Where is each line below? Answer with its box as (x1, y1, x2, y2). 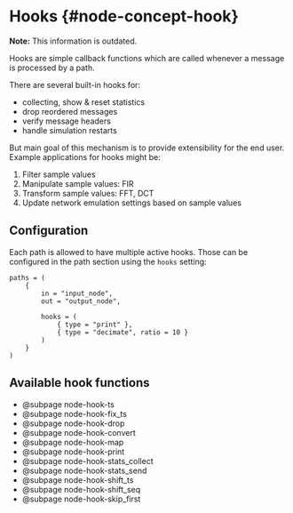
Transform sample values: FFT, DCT (21, 188, 154, 198)
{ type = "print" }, (56, 320, 133, 329)
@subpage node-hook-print (21, 446, 125, 457)
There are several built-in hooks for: (9, 79, 140, 90)
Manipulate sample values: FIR (21, 178, 135, 188)
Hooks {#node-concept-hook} (9, 6, 240, 27)
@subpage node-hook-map (21, 437, 124, 447)
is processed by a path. (9, 62, 95, 73)
